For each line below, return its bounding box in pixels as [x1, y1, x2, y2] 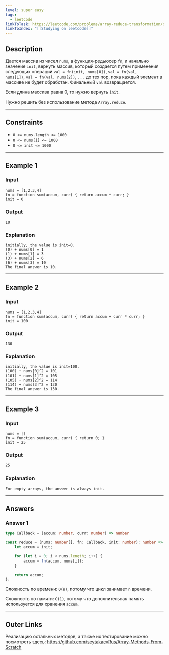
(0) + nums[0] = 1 [5, 247, 44, 252]
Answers [5, 504, 34, 513]
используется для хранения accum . [5, 601, 79, 607]
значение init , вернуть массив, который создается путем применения [5, 63, 159, 69]
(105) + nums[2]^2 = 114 [5, 378, 57, 383]
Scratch [5, 644, 22, 650]
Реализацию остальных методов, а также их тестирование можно [5, 634, 148, 640]
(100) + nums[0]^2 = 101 [5, 369, 57, 374]
